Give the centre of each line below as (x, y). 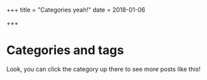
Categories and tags (65, 51)
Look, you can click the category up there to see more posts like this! (104, 69)
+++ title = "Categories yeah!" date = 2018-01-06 (76, 10)
